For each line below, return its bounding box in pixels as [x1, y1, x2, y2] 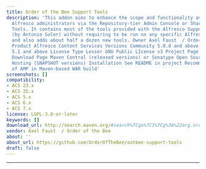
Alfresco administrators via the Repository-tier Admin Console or [12, 20, 188, 26]
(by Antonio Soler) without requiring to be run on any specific [12, 32, 183, 38]
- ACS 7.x [6, 105, 32, 112]
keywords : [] [6, 117, 40, 123]
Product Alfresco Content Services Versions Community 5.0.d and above [12, 43, 199, 49]
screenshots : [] [6, 71, 48, 77]
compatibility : [6, 77, 45, 83]
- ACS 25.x [6, 88, 34, 95]
